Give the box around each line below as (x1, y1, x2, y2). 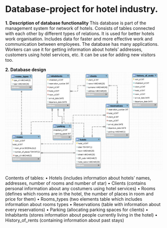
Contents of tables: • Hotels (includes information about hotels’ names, (5, 175, 151, 181)
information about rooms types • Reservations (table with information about (5, 202, 161, 208)
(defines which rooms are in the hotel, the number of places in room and (5, 191, 154, 197)
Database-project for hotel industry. (5, 3, 159, 15)
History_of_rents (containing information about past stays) (5, 218, 125, 224)
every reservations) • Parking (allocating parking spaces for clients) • (5, 207, 149, 213)
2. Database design (5, 66, 46, 73)
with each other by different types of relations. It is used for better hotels (5, 30, 155, 36)
